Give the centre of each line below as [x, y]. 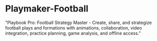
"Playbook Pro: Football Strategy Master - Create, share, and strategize [78, 22]
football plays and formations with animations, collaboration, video [74, 27]
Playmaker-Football [47, 9]
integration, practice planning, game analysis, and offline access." [73, 33]
